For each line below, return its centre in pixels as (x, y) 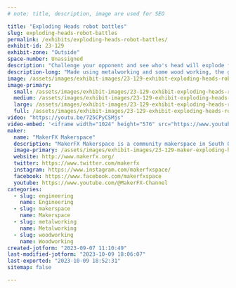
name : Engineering (47, 203)
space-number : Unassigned (45, 59)
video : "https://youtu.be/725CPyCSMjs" (66, 118)
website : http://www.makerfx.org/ (64, 157)
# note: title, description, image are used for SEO (86, 14)
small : (23, 92)
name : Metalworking (48, 228)
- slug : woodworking (44, 235)
